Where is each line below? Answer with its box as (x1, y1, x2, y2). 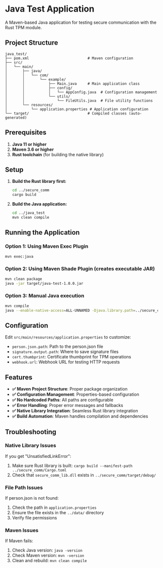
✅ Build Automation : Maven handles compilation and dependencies (12, 413, 148, 419)
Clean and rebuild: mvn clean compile (12, 558, 87, 564)
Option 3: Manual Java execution (5, 292, 84, 299)
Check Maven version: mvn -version (12, 552, 84, 558)
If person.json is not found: (5, 495, 59, 501)
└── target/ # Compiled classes (5, 111, 127, 116)
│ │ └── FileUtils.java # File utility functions (5, 98, 153, 103)
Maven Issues (5, 527, 39, 534)
